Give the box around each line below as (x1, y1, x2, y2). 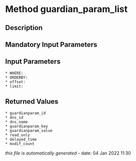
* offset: (5, 79, 26, 84)
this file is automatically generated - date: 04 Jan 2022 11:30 (5, 150, 131, 156)
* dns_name (5, 119, 28, 124)
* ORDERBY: (5, 75, 28, 80)
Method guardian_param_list (5, 3, 128, 15)
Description (5, 23, 43, 32)
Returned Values (5, 97, 59, 106)
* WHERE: (5, 70, 24, 75)
